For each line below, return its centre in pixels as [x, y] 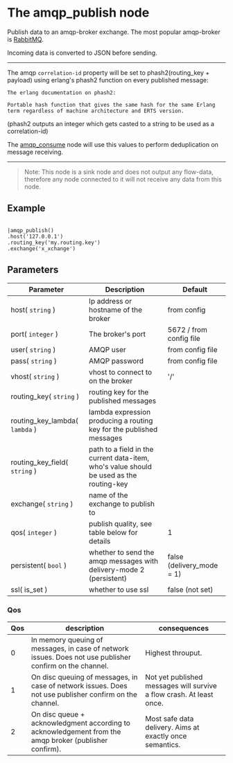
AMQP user [107, 349]
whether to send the [122, 552]
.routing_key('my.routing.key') [54, 243]
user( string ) [33, 349]
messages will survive [181, 685]
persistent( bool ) [39, 565]
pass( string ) [34, 360]
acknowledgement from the [76, 731]
